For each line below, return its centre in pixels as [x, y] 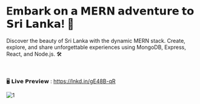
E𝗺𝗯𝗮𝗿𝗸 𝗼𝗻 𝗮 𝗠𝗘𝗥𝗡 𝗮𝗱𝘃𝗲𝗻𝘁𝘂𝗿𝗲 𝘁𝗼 [100, 11]
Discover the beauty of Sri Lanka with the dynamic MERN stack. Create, [96, 41]
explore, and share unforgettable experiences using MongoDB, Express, [96, 47]
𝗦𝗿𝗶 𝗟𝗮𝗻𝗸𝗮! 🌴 [40, 24]
